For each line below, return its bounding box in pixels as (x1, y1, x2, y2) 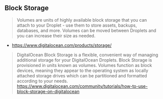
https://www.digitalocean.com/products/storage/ (11, 42, 112, 48)
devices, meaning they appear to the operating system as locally (16, 67, 149, 73)
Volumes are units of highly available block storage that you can (16, 17, 147, 23)
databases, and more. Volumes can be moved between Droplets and (16, 27, 157, 33)
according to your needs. (16, 78, 68, 84)
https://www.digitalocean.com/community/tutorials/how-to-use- (16, 83, 148, 89)
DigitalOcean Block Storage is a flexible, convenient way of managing (16, 52, 159, 58)
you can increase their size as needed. (16, 33, 96, 38)
